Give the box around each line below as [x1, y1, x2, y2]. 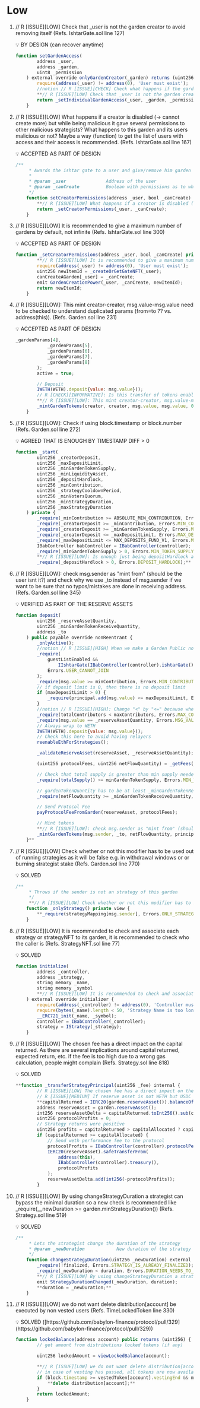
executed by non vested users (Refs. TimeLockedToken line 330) [15, 1307, 175, 1314]
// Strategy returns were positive [37, 1121, 125, 1127]
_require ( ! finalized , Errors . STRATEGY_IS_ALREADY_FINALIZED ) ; [37, 1263, 194, 1269]
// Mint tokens [37, 820, 75, 826]
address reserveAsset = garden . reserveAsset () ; [37, 1105, 157, 1111]
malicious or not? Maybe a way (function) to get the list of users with [15, 132, 183, 139]
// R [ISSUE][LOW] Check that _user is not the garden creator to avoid [15, 23, 186, 30]
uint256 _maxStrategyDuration [37, 504, 112, 510]
